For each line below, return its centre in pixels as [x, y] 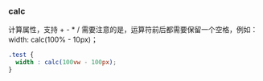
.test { [21, 55]
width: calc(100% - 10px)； [53, 40]
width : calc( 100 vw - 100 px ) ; [66, 63]
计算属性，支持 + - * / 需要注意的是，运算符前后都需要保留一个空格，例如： [133, 30]
